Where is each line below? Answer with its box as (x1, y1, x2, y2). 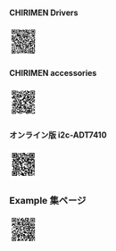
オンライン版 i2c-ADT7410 (9, 130, 107, 140)
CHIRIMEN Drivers (9, 7, 79, 18)
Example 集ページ (9, 194, 87, 206)
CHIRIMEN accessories (9, 68, 97, 79)
